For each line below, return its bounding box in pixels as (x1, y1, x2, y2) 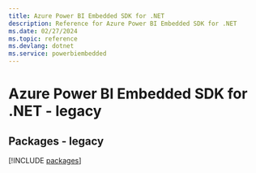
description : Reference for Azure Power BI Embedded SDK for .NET (8, 19, 237, 28)
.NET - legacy (8, 102, 102, 120)
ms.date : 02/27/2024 (8, 27, 79, 35)
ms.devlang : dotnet (8, 42, 75, 50)
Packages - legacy (8, 134, 104, 148)
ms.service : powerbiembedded (8, 50, 107, 58)
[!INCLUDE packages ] (8, 156, 82, 165)
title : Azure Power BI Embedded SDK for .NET (8, 11, 164, 20)
